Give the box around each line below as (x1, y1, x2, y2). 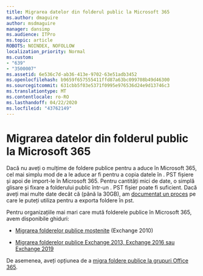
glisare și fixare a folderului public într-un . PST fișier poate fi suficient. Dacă (6, 184, 198, 191)
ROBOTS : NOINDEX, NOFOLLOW (6, 43, 75, 49)
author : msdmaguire (6, 20, 56, 26)
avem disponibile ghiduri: (6, 215, 69, 222)
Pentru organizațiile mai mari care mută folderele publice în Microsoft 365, (6, 208, 192, 216)
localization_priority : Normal (6, 49, 86, 55)
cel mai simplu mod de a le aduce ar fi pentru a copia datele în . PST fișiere (6, 171, 194, 179)
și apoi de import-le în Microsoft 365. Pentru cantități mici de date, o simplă (6, 177, 195, 185)
